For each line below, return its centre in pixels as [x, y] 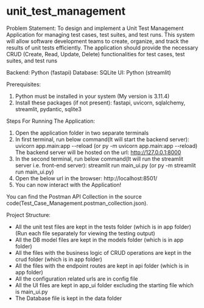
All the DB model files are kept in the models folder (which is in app [99, 240]
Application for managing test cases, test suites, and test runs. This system [100, 34]
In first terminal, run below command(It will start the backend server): [102, 139]
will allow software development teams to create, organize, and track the [97, 41]
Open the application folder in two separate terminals [82, 133]
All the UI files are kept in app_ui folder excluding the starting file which [104, 285]
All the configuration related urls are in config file [76, 279]
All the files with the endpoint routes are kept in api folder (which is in [102, 266]
